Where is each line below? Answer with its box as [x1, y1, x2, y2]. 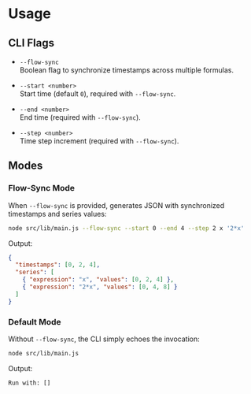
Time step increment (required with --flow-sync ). [19, 136, 179, 146]
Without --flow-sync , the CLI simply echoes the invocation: [8, 334, 201, 344]
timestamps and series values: [8, 209, 107, 218]
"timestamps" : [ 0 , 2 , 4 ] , [15, 261, 101, 269]
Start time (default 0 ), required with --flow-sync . [19, 89, 176, 98]
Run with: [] [8, 379, 51, 387]
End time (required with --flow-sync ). [19, 113, 142, 122]
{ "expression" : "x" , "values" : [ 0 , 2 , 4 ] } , [22, 276, 175, 284]
